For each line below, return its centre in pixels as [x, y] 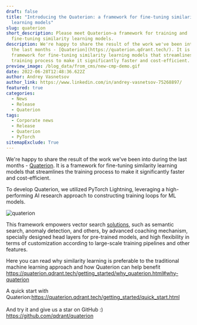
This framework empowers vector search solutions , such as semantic [90, 224]
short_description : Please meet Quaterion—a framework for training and [97, 33]
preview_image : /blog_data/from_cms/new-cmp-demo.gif [73, 66]
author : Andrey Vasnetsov [38, 77]
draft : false [22, 11]
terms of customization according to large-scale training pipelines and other [98, 243]
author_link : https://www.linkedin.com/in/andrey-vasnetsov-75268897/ [94, 83]
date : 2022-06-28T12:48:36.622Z [45, 72]
